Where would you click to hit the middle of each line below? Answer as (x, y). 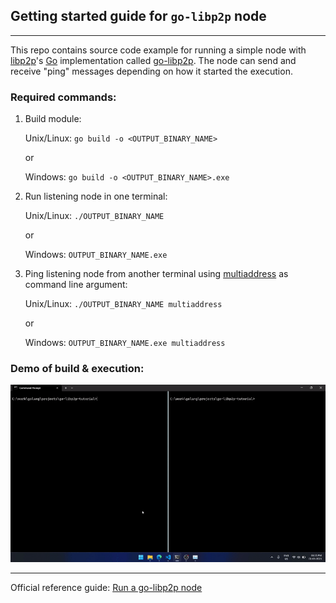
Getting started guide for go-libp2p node (138, 16)
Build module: (53, 119)
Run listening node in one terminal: (96, 196)
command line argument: (76, 285)
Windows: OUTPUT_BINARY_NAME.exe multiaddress (125, 343)
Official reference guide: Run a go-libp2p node (106, 587)
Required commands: (63, 97)
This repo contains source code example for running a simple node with (158, 50)
